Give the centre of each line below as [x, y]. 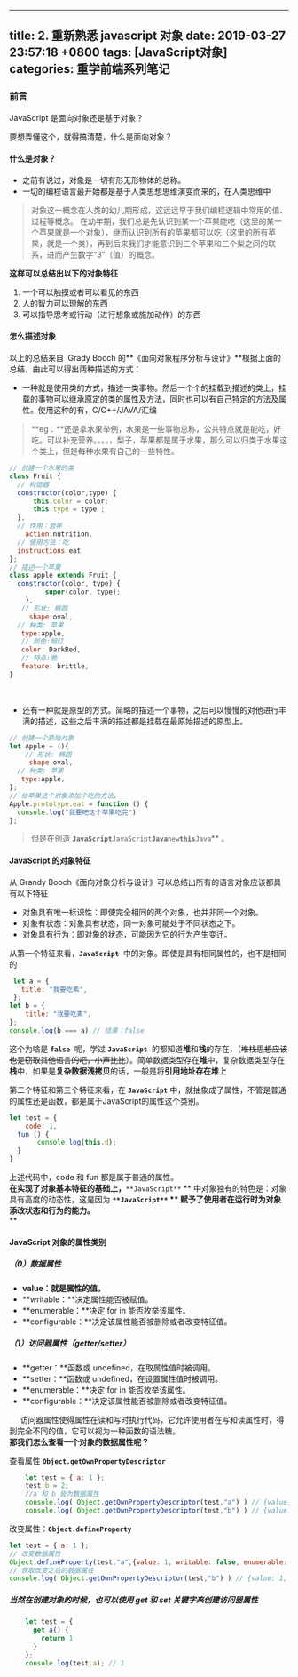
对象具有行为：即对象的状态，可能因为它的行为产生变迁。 [127, 934]
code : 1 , [41, 1126]
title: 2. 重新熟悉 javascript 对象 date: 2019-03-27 [148, 36]
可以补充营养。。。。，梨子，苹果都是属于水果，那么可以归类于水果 [163, 440]
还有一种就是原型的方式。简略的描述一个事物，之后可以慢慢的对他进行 [150, 710]
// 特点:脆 [39, 659]
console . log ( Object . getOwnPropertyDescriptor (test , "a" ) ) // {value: [158, 1503]
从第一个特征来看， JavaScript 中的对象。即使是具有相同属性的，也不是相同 [148, 953]
